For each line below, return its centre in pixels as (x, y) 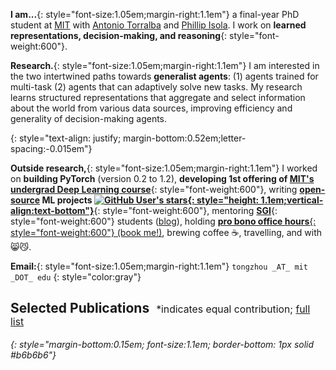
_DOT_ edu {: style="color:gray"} (76, 277)
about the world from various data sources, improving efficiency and (151, 108)
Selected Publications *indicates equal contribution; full (160, 308)
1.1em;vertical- (292, 200)
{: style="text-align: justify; (66, 138)
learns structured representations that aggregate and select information (158, 97)
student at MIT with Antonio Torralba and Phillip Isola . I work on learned (158, 25)
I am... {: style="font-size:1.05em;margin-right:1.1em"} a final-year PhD (155, 14)
